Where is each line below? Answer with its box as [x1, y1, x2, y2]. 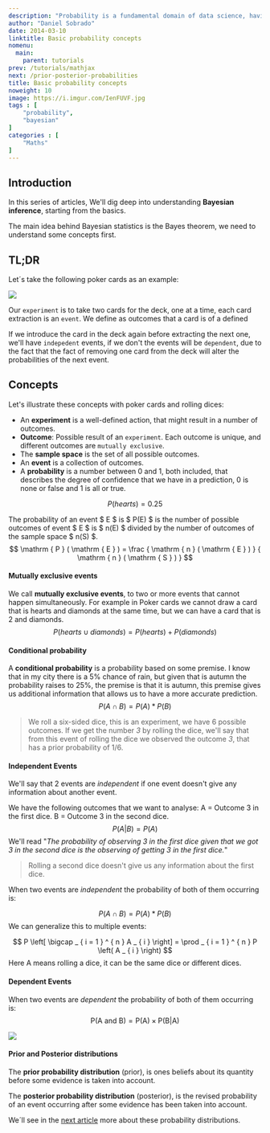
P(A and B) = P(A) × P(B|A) [90, 1016, 180, 1025]
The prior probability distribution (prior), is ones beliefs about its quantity [8, 1066, 254, 1077]
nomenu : [8, 42, 35, 50]
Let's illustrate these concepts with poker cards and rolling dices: [8, 399, 224, 409]
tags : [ [8, 101, 38, 109]
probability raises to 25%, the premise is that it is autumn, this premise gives [8, 681, 261, 690]
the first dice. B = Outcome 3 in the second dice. [8, 812, 170, 821]
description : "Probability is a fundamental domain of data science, [8, 11, 247, 20]
